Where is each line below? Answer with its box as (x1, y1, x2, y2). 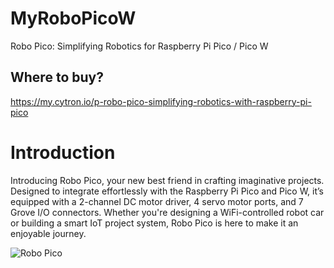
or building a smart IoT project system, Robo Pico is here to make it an (10, 217, 299, 229)
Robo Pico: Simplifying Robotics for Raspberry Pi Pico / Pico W (10, 40, 269, 52)
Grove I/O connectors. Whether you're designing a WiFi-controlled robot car (10, 206, 325, 218)
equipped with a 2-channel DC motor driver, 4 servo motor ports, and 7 (10, 195, 304, 207)
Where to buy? (10, 69, 104, 86)
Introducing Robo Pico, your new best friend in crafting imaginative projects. (10, 174, 325, 186)
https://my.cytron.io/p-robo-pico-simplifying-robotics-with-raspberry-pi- (10, 95, 312, 107)
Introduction (10, 141, 116, 164)
